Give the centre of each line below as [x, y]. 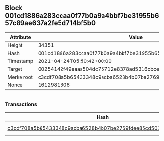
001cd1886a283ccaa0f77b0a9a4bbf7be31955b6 [82, 16]
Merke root [20, 77]
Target [15, 69]
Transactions [21, 104]
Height [15, 45]
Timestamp [20, 61]
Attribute [20, 37]
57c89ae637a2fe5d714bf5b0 [51, 23]
